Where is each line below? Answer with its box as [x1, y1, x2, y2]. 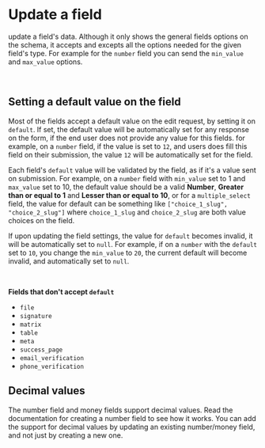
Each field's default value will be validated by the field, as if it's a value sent [8, 165, 256, 175]
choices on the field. [8, 215, 75, 225]
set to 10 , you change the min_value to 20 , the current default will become [8, 248, 248, 257]
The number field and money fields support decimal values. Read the [8, 405, 233, 415]
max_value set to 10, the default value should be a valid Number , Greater [8, 182, 244, 192]
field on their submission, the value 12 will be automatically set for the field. [8, 150, 253, 159]
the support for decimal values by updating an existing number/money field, [8, 422, 256, 431]
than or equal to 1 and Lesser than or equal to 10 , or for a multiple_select [8, 190, 251, 199]
